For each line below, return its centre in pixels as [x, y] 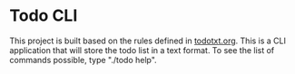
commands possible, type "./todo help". [83, 60]
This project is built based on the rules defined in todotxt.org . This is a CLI [148, 41]
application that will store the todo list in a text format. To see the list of [142, 50]
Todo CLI [44, 16]
